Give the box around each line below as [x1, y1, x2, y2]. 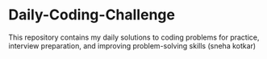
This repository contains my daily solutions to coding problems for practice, [8, 32, 260, 42]
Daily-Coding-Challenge [8, 6, 176, 24]
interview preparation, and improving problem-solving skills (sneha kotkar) [8, 40, 257, 50]
